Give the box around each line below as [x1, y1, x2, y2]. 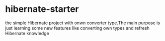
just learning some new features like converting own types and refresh [5, 25, 150, 31]
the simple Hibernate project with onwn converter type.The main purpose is [5, 20, 161, 26]
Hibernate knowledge [5, 30, 50, 36]
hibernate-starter [5, 3, 79, 15]
